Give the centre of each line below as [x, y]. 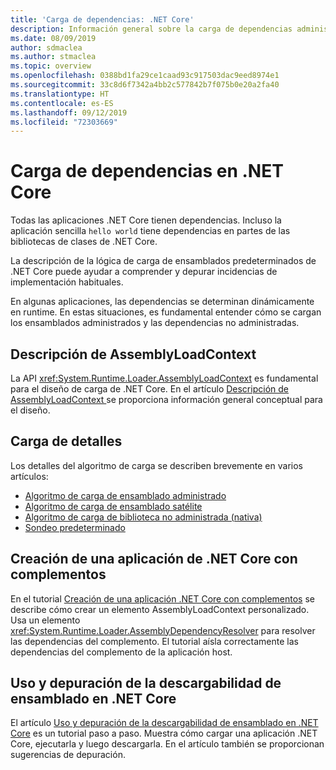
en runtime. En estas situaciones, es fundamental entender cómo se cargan [166, 312]
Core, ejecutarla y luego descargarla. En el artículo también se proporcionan [167, 744]
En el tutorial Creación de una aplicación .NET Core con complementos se [162, 598]
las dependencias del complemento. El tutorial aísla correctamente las [154, 641]
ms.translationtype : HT [60, 94]
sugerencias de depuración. [68, 755]
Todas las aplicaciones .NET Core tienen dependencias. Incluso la [146, 220]
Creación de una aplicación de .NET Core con [154, 559]
